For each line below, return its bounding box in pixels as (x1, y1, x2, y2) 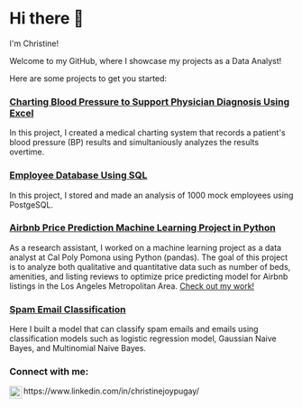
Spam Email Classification (9, 302, 126, 315)
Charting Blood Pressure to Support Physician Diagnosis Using (9, 95, 290, 107)
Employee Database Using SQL (9, 169, 148, 181)
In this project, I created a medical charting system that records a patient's (9, 127, 286, 138)
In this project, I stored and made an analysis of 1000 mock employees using (9, 190, 294, 200)
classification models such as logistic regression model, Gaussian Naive (9, 333, 277, 344)
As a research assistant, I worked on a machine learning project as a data (9, 242, 282, 253)
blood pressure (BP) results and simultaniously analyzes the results (9, 137, 260, 148)
